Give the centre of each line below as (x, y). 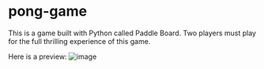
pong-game (48, 11)
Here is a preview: (38, 56)
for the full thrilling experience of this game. (79, 41)
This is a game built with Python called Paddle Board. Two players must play (132, 33)
